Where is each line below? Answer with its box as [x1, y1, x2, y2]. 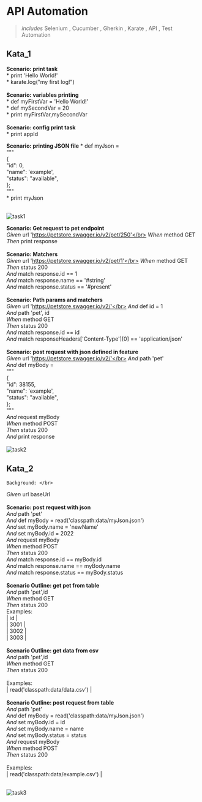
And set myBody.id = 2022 [6, 529, 74, 537]
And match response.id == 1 [6, 270, 78, 277]
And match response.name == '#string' [6, 276, 106, 284]
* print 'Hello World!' [6, 72, 58, 79]
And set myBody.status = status [6, 731, 87, 739]
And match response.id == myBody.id [6, 556, 102, 563]
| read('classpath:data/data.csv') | [6, 686, 92, 693]
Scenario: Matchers [6, 250, 58, 258]
